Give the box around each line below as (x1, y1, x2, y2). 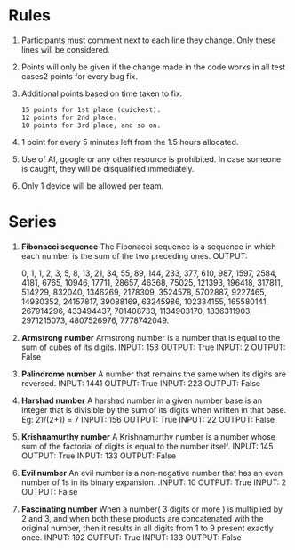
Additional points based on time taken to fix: (20, 88, 183, 99)
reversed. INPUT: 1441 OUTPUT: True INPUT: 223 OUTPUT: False (20, 377, 261, 388)
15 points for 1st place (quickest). (20, 105, 162, 114)
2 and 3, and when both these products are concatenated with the (20, 513, 264, 523)
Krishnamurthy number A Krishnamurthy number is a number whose (20, 431, 276, 441)
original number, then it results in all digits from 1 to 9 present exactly (20, 522, 274, 533)
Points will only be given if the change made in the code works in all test (20, 61, 286, 72)
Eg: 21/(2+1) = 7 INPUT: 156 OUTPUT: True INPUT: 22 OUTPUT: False (20, 414, 275, 425)
